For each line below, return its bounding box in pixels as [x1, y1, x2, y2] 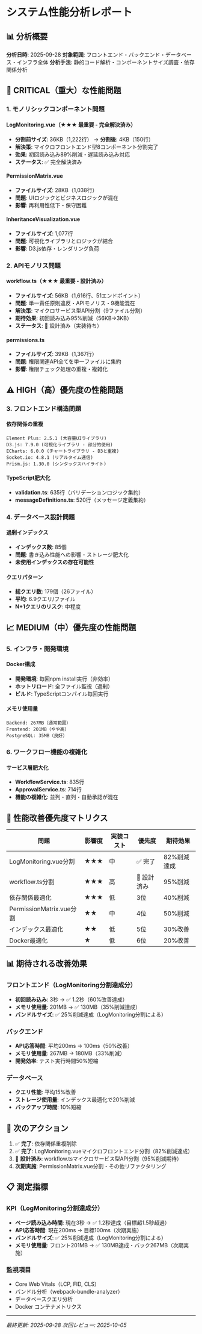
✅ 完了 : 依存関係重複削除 [14, 1140, 77, 1147]
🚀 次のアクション [6, 1123, 69, 1133]
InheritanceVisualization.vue [6, 216, 81, 223]
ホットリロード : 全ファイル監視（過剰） [14, 682, 113, 690]
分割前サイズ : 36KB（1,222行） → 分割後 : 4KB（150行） [14, 136, 155, 143]
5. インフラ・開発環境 [6, 644, 69, 653]
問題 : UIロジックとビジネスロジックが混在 [14, 194, 118, 201]
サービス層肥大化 [6, 764, 49, 771]
